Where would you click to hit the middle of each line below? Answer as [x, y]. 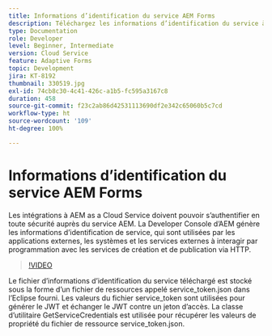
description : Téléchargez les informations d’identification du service [134, 23]
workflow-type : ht [39, 114]
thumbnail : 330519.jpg [47, 83]
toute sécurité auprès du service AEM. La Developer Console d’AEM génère [134, 224]
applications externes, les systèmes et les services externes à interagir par [133, 241]
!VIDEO [40, 265]
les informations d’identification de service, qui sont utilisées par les [122, 232]
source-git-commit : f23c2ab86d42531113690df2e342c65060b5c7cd [115, 106]
